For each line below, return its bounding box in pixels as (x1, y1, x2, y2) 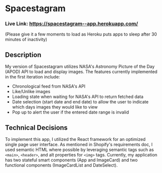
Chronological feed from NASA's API (12, 83, 86, 89)
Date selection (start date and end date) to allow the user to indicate (12, 99, 149, 105)
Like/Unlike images (12, 89, 51, 95)
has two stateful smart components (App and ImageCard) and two (5, 157, 138, 163)
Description (5, 51, 41, 59)
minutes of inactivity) (5, 37, 48, 42)
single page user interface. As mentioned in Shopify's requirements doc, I (5, 142, 153, 148)
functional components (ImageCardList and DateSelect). (5, 162, 118, 168)
